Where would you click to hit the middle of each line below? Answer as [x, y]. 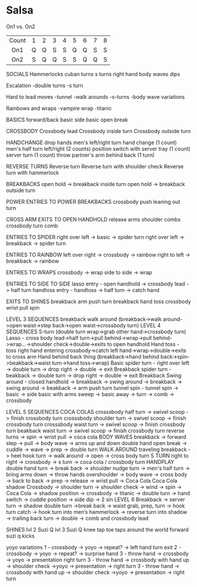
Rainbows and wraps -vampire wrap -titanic [59, 108]
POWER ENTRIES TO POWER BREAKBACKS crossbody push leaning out [93, 201]
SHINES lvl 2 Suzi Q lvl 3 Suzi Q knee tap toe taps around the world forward [97, 529]
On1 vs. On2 [21, 26]
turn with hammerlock [33, 173]
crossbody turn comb [32, 225]
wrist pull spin [23, 307]
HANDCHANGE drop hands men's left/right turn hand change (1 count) [91, 142]
